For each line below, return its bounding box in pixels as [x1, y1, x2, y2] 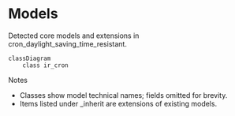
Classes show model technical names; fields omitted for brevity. [19, 90, 228, 99]
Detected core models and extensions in [8, 31, 140, 40]
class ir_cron [22, 61, 69, 69]
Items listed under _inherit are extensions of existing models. [19, 99, 218, 108]
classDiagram [8, 54, 51, 62]
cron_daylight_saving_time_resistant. [8, 39, 128, 48]
